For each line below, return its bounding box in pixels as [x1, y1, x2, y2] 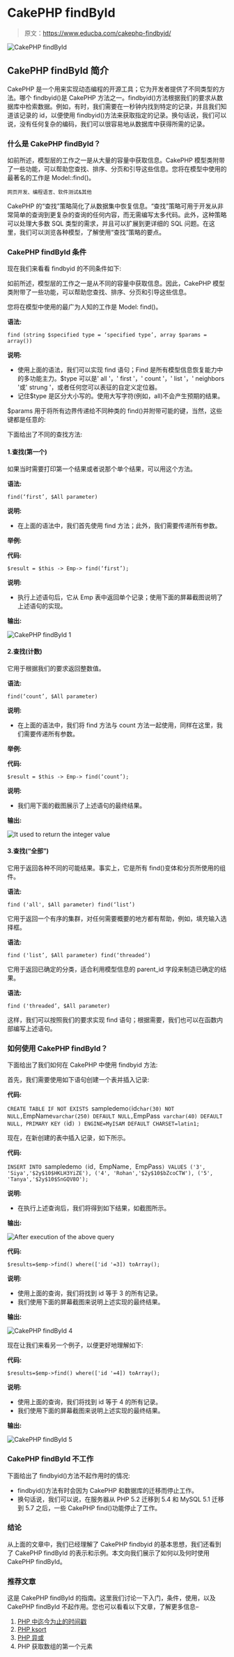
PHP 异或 [17, 1633, 45, 1642]
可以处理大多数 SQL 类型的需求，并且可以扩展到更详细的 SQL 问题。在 [7, 219, 209, 228]
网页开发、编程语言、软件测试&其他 [7, 189, 93, 196]
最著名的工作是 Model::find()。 [7, 173, 95, 182]
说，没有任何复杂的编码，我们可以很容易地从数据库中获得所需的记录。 [7, 119, 209, 128]
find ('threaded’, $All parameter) [7, 1002, 111, 1009]
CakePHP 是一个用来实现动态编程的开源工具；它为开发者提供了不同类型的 [7, 85, 219, 93]
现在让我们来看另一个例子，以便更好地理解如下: [7, 1341, 144, 1350]
